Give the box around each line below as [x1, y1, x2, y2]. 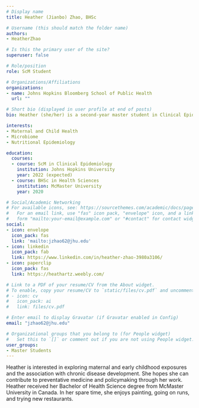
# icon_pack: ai [6, 298, 52, 305]
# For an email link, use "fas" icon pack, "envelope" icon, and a [6, 210, 182, 217]
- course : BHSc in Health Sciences [11, 178, 99, 184]
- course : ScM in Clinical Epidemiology [11, 161, 113, 167]
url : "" [11, 96, 31, 102]
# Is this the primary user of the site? [6, 47, 110, 53]
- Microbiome [6, 134, 38, 140]
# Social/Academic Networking [6, 200, 81, 205]
